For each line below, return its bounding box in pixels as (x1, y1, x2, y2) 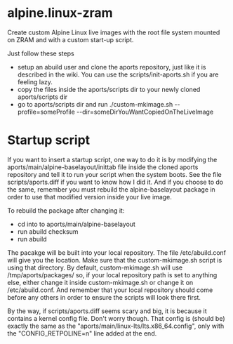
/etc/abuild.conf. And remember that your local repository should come (7, 286, 213, 294)
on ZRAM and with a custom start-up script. (7, 35, 134, 44)
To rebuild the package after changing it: (7, 206, 125, 215)
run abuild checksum (17, 227, 79, 236)
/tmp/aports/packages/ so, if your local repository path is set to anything (7, 270, 218, 279)
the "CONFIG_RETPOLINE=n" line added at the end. (7, 329, 157, 338)
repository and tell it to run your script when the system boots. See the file (7, 170, 222, 178)
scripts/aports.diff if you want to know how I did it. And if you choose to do (7, 178, 224, 186)
